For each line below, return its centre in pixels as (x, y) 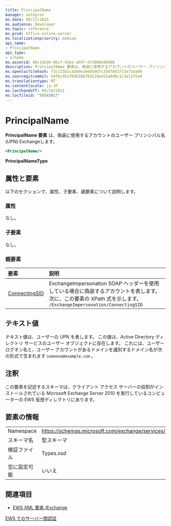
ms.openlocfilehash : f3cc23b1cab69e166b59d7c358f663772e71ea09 (74, 72)
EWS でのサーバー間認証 (31, 518)
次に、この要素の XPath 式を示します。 (95, 299)
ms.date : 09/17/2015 (27, 19)
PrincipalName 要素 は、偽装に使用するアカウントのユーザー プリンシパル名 (85, 135)
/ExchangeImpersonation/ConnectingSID (96, 305)
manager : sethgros (25, 15)
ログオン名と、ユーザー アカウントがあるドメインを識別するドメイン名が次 (84, 349)
